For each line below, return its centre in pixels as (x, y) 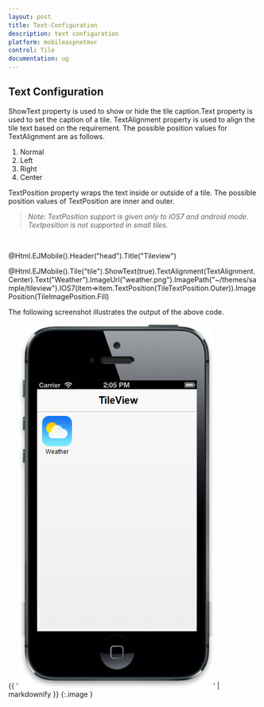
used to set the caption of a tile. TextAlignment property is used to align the (132, 119)
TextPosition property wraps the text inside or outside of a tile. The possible (132, 192)
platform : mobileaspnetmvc (53, 42)
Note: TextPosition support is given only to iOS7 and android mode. (138, 216)
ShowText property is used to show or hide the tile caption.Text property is (130, 111)
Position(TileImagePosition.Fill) (59, 296)
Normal (32, 152)
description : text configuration (64, 33)
